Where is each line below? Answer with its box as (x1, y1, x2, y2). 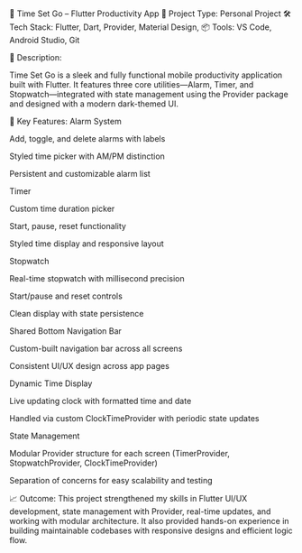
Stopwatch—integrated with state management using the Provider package (9, 89, 288, 99)
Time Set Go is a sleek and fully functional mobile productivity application (9, 69, 283, 80)
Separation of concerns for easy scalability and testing (9, 475, 214, 485)
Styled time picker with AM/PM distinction (9, 151, 165, 161)
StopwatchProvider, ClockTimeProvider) (9, 457, 158, 468)
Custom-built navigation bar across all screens (9, 343, 183, 354)
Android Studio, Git (9, 35, 80, 45)
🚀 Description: (9, 52, 62, 62)
